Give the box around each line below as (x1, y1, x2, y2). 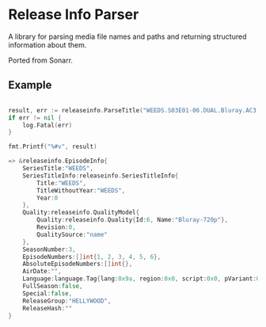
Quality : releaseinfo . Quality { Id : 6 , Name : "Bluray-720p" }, (36, 216, 228, 224)
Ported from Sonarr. (8, 55, 74, 65)
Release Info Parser (8, 6, 139, 24)
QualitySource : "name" (36, 230, 108, 238)
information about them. (8, 40, 87, 49)
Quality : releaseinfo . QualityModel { (22, 208, 140, 217)
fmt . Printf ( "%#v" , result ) (8, 143, 97, 151)
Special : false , (22, 289, 73, 298)
